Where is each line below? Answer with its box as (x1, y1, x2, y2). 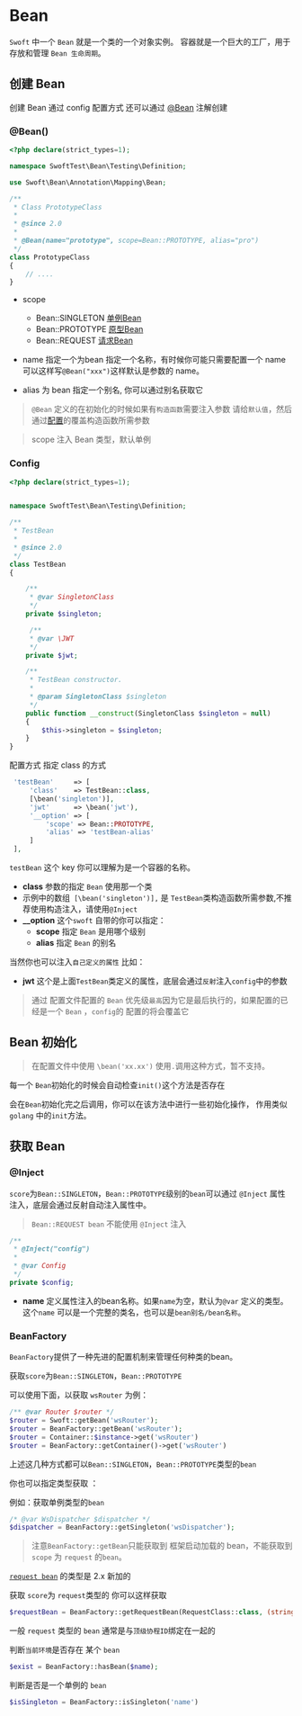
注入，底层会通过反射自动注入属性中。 (9, 1199, 151, 1210)
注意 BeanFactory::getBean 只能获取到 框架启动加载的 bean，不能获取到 (31, 1541, 293, 1551)
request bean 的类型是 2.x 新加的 (9, 1571, 131, 1582)
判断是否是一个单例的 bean (9, 1680, 107, 1691)
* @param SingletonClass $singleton (29, 692, 167, 702)
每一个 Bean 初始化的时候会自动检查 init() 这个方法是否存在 (9, 1079, 226, 1090)
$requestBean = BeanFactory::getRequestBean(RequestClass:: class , (9, 1608, 263, 1617)
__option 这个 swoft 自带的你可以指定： (22, 915, 166, 926)
